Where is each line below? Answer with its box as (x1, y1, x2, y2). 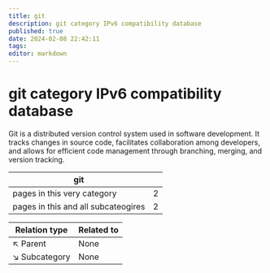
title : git (8, 11, 46, 20)
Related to (78, 224, 120, 236)
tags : (8, 42, 27, 50)
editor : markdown (8, 50, 67, 58)
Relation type (15, 224, 68, 236)
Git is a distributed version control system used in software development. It (8, 128, 260, 138)
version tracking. (8, 154, 65, 164)
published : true (8, 27, 63, 35)
